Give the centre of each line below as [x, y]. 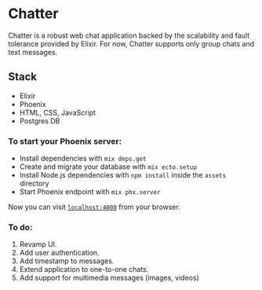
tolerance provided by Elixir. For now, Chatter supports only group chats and [131, 43]
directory [34, 184]
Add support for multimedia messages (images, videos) [109, 278]
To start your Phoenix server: [65, 141]
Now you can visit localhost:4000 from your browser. [94, 207]
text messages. [33, 52]
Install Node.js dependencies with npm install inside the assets [122, 175]
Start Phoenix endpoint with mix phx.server [90, 192]
